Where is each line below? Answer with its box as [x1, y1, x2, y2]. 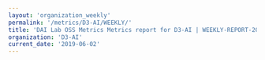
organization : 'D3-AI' [8, 33, 83, 41]
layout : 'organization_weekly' [8, 11, 111, 19]
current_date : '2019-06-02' [8, 41, 101, 48]
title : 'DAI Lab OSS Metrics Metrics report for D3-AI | [8, 26, 200, 34]
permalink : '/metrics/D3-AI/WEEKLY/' [8, 19, 132, 26]
